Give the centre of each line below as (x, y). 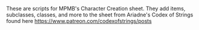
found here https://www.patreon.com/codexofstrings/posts (79, 21)
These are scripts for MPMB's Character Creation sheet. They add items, (96, 9)
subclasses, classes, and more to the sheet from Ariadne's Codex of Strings (100, 15)
